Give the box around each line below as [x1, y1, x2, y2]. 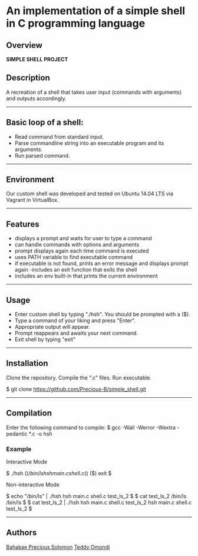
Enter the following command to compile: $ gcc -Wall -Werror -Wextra [6, 424, 176, 431]
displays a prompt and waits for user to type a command [14, 235, 152, 242]
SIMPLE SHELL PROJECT [6, 56, 68, 63]
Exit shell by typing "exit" [14, 336, 76, 343]
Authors [6, 528, 37, 538]
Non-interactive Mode [6, 481, 60, 488]
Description [6, 73, 50, 83]
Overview [6, 40, 43, 50]
